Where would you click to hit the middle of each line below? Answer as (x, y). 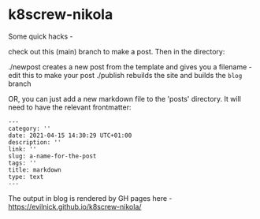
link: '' (22, 149)
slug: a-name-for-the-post (52, 156)
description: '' (35, 142)
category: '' (30, 128)
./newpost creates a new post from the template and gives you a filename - (130, 67)
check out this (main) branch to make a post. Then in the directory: (117, 51)
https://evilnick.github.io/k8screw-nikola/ (75, 206)
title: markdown (35, 170)
